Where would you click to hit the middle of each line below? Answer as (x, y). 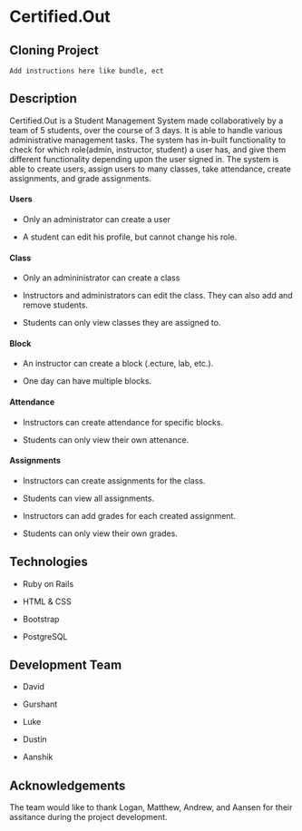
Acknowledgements (68, 785)
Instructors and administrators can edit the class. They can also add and (157, 296)
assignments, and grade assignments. (80, 178)
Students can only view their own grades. (100, 533)
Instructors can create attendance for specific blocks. (123, 422)
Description (43, 98)
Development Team (66, 665)
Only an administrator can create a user (96, 220)
